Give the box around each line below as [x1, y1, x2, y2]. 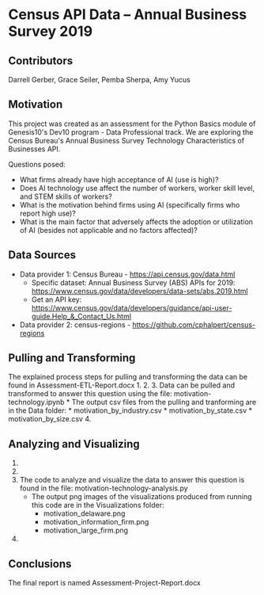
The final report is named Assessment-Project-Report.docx [8, 578, 202, 588]
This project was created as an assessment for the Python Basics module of [8, 119, 256, 128]
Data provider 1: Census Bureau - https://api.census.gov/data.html [19, 269, 236, 279]
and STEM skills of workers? [19, 192, 112, 201]
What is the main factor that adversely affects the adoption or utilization [19, 216, 254, 227]
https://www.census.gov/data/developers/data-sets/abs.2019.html [31, 286, 248, 296]
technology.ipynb [8, 398, 65, 407]
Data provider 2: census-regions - [19, 319, 131, 330]
